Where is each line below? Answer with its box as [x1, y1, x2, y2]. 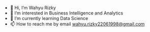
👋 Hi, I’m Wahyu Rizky [10, 5, 56, 10]
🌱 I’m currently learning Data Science [10, 15, 88, 21]
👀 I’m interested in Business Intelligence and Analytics [10, 10, 124, 16]
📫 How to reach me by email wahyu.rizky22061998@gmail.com [10, 21, 145, 27]
